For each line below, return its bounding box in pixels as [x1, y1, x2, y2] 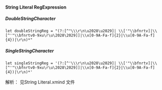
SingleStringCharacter [5, 48, 54, 54]
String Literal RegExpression [5, 4, 67, 10]
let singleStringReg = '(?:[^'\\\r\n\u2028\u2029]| [5, 61, 116, 66]
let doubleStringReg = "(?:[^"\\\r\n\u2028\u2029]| [5, 28, 116, 33]
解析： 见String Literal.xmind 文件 [5, 79, 75, 85]
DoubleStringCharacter [5, 16, 56, 22]
